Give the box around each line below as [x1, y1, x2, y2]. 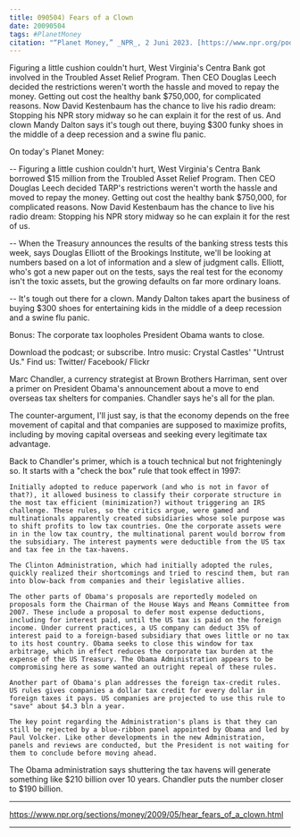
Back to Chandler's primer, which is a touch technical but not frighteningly [9, 456, 283, 467]
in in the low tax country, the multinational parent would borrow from [9, 529, 286, 539]
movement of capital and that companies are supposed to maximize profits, [9, 419, 287, 430]
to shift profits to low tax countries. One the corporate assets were [9, 522, 281, 531]
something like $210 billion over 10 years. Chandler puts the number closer [9, 774, 284, 785]
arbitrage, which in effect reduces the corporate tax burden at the [9, 647, 274, 656]
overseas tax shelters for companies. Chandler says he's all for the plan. [9, 393, 275, 403]
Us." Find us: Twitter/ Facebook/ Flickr [9, 357, 150, 368]
